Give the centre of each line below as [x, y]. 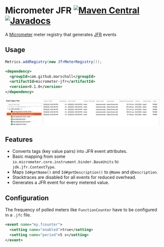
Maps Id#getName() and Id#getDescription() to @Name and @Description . [85, 172]
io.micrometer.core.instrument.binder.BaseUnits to [65, 162]
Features [19, 139]
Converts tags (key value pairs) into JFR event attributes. [70, 151]
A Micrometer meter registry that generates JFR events [61, 34]
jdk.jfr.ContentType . [34, 167]
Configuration [27, 198]
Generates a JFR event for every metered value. [61, 183]
